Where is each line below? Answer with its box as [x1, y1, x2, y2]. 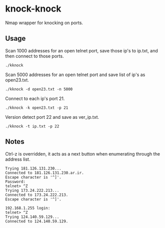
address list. [5, 156, 31, 162]
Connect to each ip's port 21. [5, 95, 65, 101]
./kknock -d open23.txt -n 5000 [5, 87, 73, 92]
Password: [5, 179, 26, 184]
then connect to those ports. [5, 53, 64, 59]
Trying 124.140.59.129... [5, 214, 59, 219]
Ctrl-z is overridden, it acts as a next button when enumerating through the [5, 150, 160, 157]
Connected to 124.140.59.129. [5, 218, 69, 224]
